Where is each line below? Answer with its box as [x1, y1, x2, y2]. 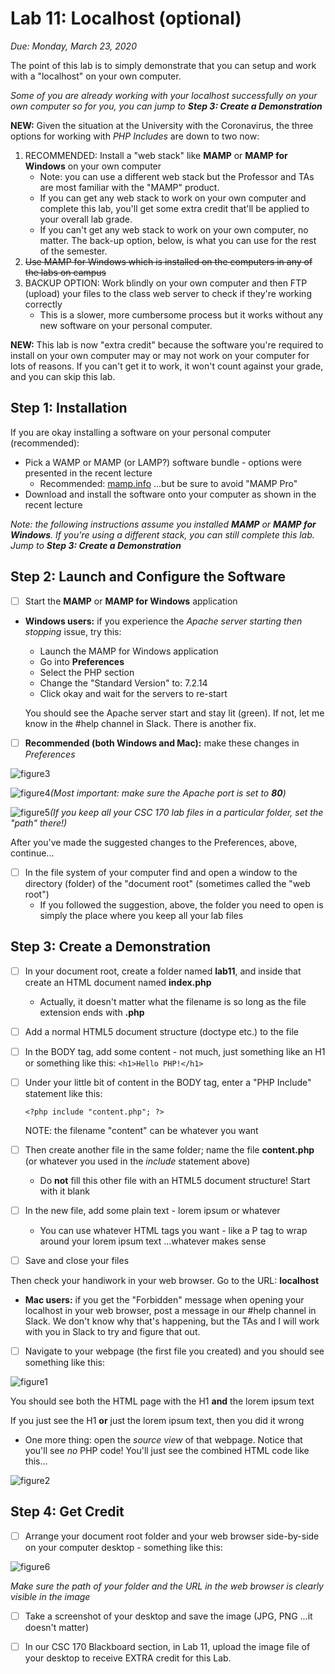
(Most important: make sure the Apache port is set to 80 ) [49, 787, 287, 799]
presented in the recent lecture [24, 467, 153, 479]
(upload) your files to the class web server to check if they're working [24, 287, 312, 299]
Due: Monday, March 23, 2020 [10, 40, 137, 52]
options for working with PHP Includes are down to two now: [10, 130, 260, 142]
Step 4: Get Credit [10, 1503, 125, 1521]
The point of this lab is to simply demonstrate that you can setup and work [10, 59, 317, 71]
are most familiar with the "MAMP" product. [39, 181, 220, 193]
